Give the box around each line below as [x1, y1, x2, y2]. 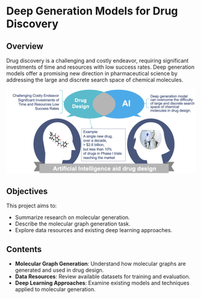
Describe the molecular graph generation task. [14, 220, 131, 227]
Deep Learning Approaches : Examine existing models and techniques [14, 279, 190, 286]
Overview [6, 41, 44, 51]
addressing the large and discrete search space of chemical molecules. [6, 77, 184, 83]
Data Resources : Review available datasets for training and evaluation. [14, 273, 191, 280]
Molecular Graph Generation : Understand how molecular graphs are [14, 260, 187, 267]
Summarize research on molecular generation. [14, 214, 131, 221]
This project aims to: [6, 202, 57, 209]
